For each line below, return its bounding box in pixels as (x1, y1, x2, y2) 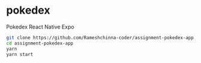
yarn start (6, 51, 33, 57)
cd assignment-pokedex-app (6, 40, 74, 46)
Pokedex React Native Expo (6, 23, 75, 30)
